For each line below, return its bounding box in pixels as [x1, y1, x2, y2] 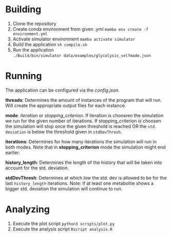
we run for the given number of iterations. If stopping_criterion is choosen [5, 118, 162, 124]
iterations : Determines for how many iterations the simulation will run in [5, 138, 157, 144]
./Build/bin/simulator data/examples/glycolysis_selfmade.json [12, 53, 151, 58]
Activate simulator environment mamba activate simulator [12, 36, 136, 42]
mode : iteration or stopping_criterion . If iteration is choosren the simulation [5, 112, 164, 118]
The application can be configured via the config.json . [5, 87, 120, 93]
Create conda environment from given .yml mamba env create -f [12, 26, 149, 32]
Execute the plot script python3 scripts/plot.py [12, 220, 115, 226]
